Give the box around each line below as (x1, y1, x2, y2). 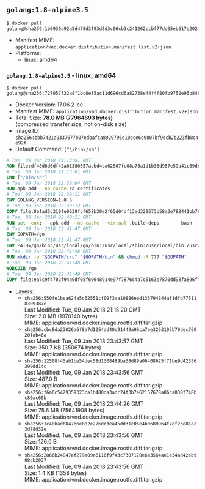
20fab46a (24, 332, 47, 338)
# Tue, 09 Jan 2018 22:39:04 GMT (6, 180, 92, 186)
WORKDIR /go (6, 265, 37, 272)
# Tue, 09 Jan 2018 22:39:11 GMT (6, 192, 92, 198)
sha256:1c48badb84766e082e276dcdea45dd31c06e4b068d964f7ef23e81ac (24, 421, 197, 427)
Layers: (15, 288, 34, 295)
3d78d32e (24, 426, 47, 433)
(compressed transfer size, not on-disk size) (15, 121, 127, 128)
